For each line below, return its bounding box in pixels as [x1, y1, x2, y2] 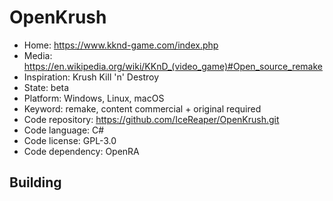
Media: [23, 49, 53, 61]
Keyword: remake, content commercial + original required [23, 102, 262, 115]
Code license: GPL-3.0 [23, 134, 117, 146]
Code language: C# [23, 124, 105, 136]
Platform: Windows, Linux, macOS [23, 92, 165, 104]
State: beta [23, 81, 70, 93]
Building [9, 174, 62, 191]
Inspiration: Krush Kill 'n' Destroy [23, 71, 160, 83]
